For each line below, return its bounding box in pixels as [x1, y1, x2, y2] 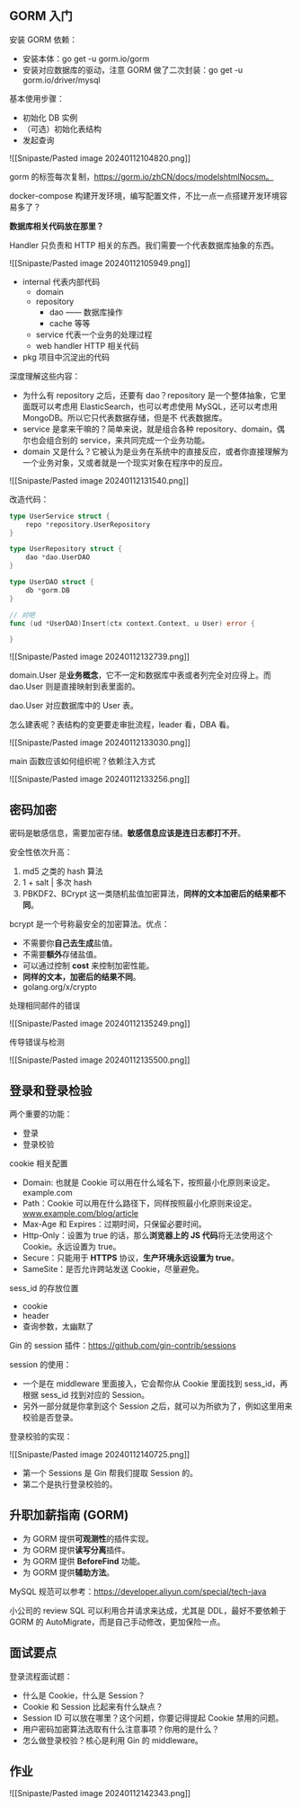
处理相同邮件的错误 [9, 1001, 81, 1011]
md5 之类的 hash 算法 [22, 866, 103, 877]
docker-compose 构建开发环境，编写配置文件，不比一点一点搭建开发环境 [9, 190, 280, 200]
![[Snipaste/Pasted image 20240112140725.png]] [9, 1448, 190, 1459]
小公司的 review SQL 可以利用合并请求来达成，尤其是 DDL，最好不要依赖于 [9, 1605, 288, 1616]
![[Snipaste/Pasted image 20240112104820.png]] [9, 152, 191, 164]
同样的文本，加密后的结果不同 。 [22, 972, 141, 983]
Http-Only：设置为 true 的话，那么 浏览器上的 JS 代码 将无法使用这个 [22, 1230, 274, 1241]
